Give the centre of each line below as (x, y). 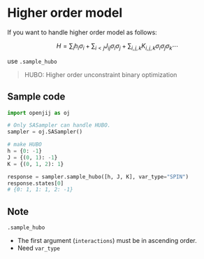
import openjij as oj (39, 113)
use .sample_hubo (32, 61)
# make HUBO (24, 145)
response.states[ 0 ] (36, 183)
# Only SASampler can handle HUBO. (59, 125)
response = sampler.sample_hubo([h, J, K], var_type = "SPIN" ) (98, 176)
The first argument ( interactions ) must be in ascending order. (107, 241)
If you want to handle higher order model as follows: (82, 32)
